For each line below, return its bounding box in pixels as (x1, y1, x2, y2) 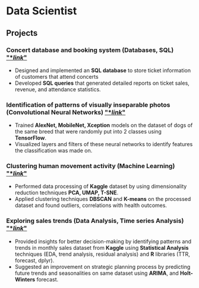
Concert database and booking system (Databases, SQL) (6, 46, 174, 54)
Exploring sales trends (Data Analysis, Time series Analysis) (6, 216, 184, 225)
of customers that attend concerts (14, 73, 99, 80)
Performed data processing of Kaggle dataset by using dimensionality (14, 183, 187, 190)
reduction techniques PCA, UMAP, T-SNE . (14, 189, 119, 196)
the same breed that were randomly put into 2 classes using (14, 128, 162, 135)
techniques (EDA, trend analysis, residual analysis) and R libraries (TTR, (14, 250, 190, 258)
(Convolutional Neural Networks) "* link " (6, 108, 126, 116)
